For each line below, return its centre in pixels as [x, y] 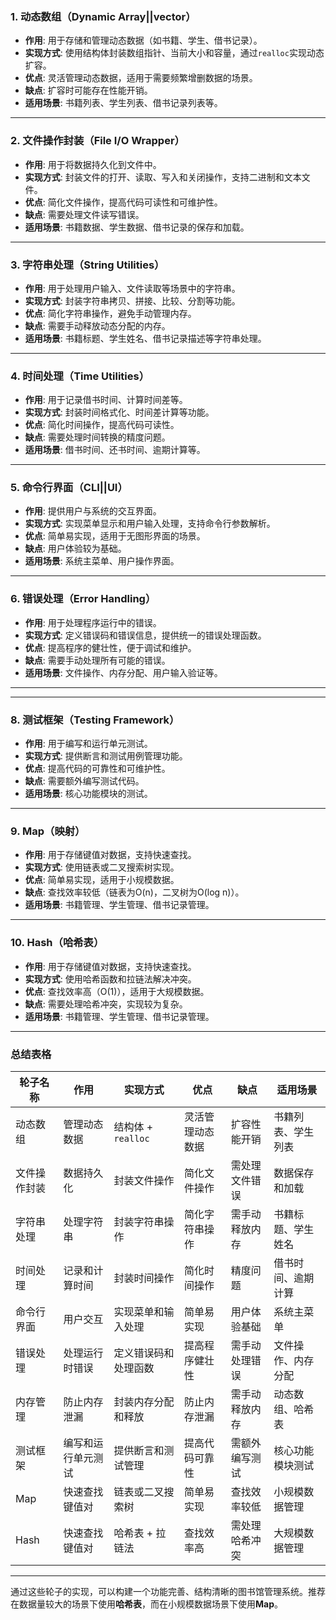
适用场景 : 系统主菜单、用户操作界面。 [102, 561]
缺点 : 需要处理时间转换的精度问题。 [97, 437]
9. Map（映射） [48, 831]
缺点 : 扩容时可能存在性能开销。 [88, 90]
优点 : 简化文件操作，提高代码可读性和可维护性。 [123, 202]
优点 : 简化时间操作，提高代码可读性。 [102, 425]
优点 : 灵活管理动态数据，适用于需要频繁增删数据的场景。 [141, 78]
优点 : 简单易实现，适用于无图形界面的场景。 [115, 536]
